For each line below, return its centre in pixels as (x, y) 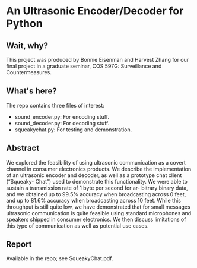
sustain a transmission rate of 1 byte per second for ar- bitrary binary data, (97, 188)
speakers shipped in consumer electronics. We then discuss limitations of (96, 219)
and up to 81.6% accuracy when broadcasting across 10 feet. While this (93, 200)
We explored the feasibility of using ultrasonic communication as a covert (96, 162)
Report (19, 245)
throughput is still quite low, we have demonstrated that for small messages (99, 207)
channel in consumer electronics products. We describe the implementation (99, 169)
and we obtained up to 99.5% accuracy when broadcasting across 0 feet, (96, 194)
